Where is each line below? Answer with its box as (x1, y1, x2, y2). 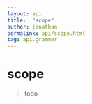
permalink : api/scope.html (7, 29, 86, 37)
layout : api (7, 10, 42, 17)
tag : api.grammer (7, 36, 58, 43)
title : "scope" (7, 17, 54, 24)
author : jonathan (7, 23, 58, 30)
